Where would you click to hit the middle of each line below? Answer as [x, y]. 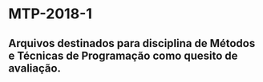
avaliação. [35, 68]
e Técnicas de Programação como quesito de [123, 55]
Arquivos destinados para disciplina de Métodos [132, 43]
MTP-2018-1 [50, 14]
